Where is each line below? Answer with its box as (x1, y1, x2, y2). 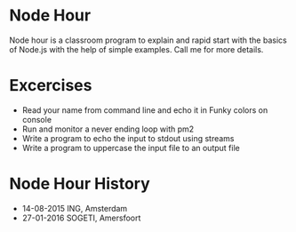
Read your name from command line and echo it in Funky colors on (21, 104, 268, 116)
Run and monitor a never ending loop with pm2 (21, 124, 195, 134)
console (21, 114, 52, 124)
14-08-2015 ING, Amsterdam (21, 203, 128, 213)
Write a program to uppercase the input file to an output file (21, 142, 240, 153)
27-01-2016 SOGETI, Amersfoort (21, 212, 141, 223)
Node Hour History (9, 174, 151, 194)
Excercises (9, 76, 92, 96)
